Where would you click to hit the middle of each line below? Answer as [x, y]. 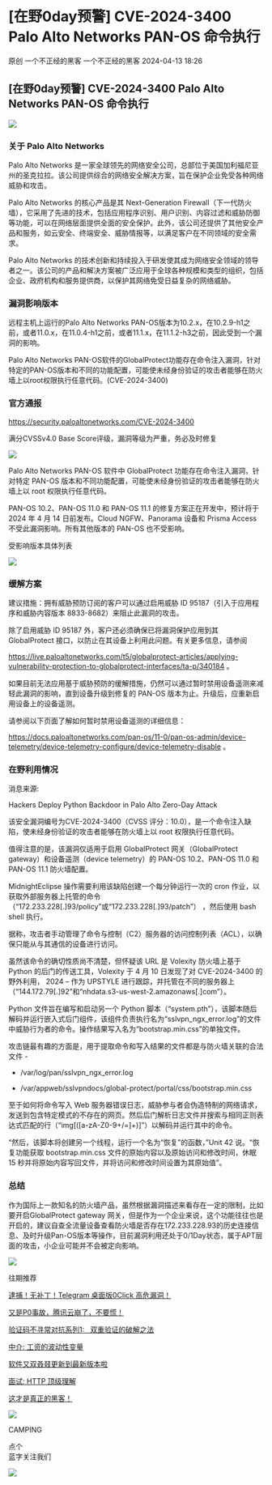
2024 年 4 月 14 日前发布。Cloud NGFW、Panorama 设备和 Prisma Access [133, 518]
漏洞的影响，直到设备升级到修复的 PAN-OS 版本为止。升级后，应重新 [138, 693]
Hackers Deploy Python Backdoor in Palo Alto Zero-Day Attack [113, 805]
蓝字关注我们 [30, 1456]
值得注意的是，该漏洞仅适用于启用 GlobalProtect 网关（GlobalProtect [123, 849]
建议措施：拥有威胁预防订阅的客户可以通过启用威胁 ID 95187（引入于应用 [130, 602]
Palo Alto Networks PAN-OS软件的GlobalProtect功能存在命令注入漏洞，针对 [135, 360]
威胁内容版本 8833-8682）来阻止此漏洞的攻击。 [103, 613]
